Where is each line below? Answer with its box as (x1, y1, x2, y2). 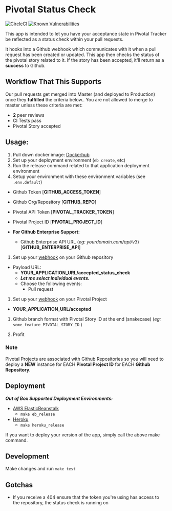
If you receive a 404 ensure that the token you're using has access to (12, 494, 160, 500)
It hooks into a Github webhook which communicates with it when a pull (5, 46, 157, 52)
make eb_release (20, 412, 55, 417)
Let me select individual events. (20, 275, 90, 281)
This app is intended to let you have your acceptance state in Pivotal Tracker (5, 30, 167, 37)
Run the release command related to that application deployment (12, 162, 149, 168)
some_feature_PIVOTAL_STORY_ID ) (12, 321, 83, 327)
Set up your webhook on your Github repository (12, 254, 114, 260)
